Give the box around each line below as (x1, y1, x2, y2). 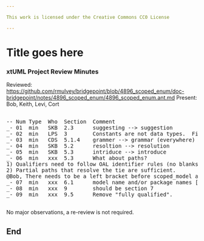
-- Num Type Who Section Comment (6, 118, 115, 125)
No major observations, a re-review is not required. (6, 209, 134, 216)
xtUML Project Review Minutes (6, 67, 99, 76)
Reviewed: (6, 81, 32, 89)
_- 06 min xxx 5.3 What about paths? (6, 155, 148, 161)
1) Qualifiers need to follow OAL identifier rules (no (6, 161, 176, 168)
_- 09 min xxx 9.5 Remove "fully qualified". (6, 191, 173, 198)
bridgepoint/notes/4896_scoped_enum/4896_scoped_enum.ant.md (6, 94, 175, 101)
